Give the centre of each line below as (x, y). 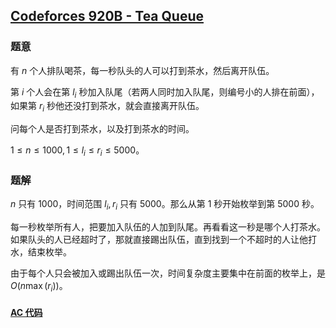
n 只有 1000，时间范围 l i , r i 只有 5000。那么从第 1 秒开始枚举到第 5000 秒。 (165, 205)
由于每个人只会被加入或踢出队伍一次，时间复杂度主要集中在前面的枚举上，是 (168, 273)
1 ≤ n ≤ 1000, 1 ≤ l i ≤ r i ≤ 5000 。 (77, 151)
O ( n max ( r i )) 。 (39, 287)
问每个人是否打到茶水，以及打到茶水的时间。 (102, 129)
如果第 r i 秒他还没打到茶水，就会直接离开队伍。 (107, 107)
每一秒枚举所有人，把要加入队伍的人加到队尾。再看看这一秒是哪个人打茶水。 (168, 227)
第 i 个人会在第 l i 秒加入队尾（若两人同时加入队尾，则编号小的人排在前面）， (165, 92)
